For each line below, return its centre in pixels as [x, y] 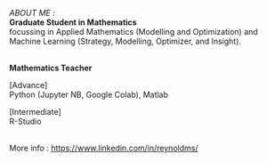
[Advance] [28, 85]
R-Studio [25, 121]
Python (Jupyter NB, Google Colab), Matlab [89, 94]
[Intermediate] [36, 112]
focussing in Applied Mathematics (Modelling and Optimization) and [133, 32]
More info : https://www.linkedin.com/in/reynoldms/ [104, 148]
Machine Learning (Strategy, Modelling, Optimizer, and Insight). [125, 41]
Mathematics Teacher [51, 68]
